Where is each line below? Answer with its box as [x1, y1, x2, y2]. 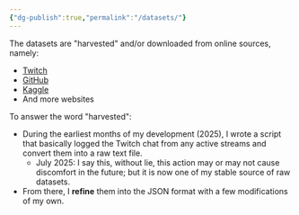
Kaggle [22, 84, 49, 94]
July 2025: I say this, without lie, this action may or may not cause [35, 157, 280, 167]
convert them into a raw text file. [22, 148, 143, 158]
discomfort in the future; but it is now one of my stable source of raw [35, 166, 291, 177]
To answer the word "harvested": [9, 111, 132, 121]
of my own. [22, 195, 65, 206]
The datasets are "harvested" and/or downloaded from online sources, [9, 38, 271, 49]
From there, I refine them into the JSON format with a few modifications [22, 185, 289, 196]
